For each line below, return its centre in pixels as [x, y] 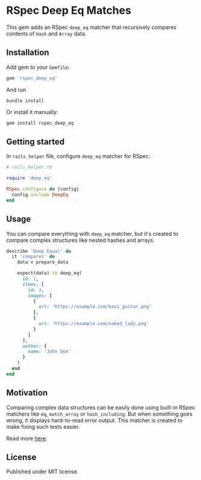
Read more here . [27, 438]
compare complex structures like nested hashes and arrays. [81, 240]
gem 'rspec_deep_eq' [32, 78]
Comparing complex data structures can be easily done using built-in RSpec [101, 407]
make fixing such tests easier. [43, 426]
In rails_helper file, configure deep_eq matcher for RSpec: [78, 156]
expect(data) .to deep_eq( [50, 273]
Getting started [36, 141]
